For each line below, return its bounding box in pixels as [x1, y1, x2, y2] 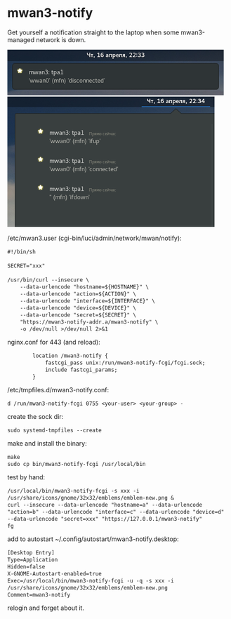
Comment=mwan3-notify [7, 591, 71, 598]
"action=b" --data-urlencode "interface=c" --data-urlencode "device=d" [7, 508, 225, 515]
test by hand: [7, 472, 46, 481]
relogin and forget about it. [7, 604, 84, 612]
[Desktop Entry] [7, 549, 55, 556]
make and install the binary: [7, 439, 87, 447]
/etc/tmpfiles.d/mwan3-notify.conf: [7, 385, 110, 394]
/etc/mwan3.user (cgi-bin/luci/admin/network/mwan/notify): [7, 234, 182, 242]
